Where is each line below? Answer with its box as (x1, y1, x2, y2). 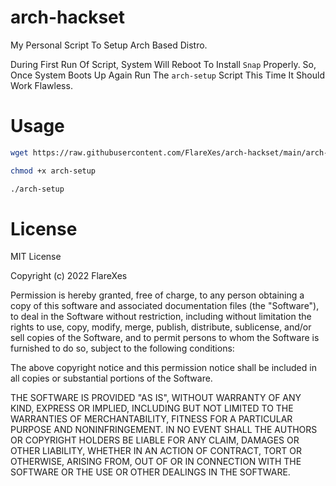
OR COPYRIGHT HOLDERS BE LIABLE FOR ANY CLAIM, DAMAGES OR (10, 434, 300, 446)
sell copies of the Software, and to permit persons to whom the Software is (10, 332, 320, 344)
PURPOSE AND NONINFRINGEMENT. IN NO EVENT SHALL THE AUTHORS (10, 424, 318, 436)
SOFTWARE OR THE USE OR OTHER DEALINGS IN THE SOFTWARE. (10, 466, 291, 478)
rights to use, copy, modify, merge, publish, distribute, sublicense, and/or (10, 321, 312, 333)
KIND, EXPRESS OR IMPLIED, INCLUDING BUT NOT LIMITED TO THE (10, 402, 294, 415)
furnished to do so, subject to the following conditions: (10, 342, 235, 355)
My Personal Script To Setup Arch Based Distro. (10, 39, 208, 51)
